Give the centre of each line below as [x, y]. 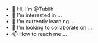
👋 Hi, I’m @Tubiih [33, 9]
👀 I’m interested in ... [37, 15]
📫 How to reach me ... [39, 34]
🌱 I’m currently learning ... [43, 21]
